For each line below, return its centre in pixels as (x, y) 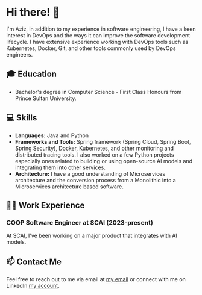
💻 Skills (22, 118)
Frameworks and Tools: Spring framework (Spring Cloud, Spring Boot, (103, 141)
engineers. (20, 54)
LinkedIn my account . (33, 286)
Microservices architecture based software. (69, 187)
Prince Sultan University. (46, 98)
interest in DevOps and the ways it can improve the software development (98, 35)
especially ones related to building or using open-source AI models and (104, 161)
